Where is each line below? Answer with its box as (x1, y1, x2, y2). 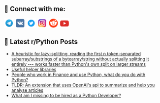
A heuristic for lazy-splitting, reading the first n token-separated (11, 51, 141, 56)
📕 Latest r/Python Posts (4, 38, 78, 46)
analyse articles (11, 87, 43, 93)
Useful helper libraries (11, 66, 57, 72)
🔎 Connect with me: (4, 5, 65, 13)
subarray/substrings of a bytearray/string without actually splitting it (11, 56, 149, 62)
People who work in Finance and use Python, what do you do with (11, 72, 146, 77)
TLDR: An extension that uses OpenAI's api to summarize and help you (11, 82, 155, 88)
